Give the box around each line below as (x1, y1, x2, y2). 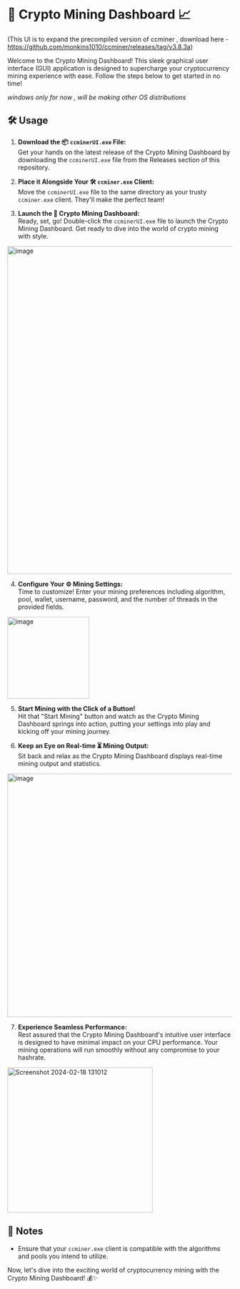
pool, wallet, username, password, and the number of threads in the (17, 594, 218, 603)
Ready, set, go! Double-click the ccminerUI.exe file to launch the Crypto (17, 217, 229, 225)
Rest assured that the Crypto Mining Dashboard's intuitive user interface (17, 1030, 231, 1039)
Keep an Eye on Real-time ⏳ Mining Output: (17, 741, 149, 750)
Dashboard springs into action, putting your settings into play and (17, 720, 211, 728)
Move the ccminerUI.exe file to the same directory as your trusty (17, 187, 207, 196)
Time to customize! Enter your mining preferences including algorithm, (17, 587, 226, 596)
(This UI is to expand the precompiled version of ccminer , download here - (7, 34, 229, 44)
